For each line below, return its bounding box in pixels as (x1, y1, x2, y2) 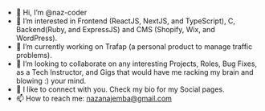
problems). (15, 51, 52, 60)
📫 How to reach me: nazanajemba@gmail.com (15, 93, 173, 103)
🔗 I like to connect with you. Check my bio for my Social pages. (15, 84, 225, 94)
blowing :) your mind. (15, 76, 87, 85)
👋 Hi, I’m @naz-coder (15, 8, 88, 17)
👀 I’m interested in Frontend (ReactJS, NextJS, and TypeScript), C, (15, 16, 235, 26)
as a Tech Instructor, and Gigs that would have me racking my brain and (15, 68, 255, 76)
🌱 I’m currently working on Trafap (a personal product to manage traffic (15, 42, 253, 51)
